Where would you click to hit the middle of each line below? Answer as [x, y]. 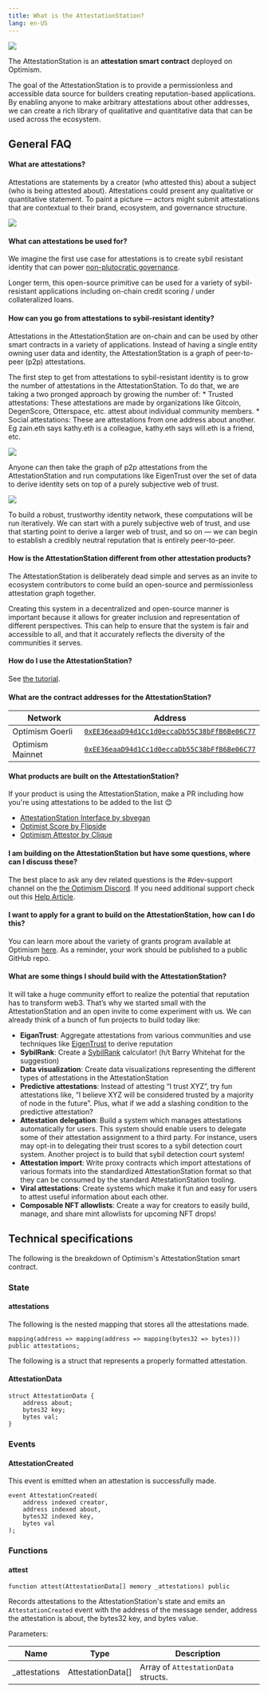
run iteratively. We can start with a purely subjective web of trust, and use [129, 523]
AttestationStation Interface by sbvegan [85, 818]
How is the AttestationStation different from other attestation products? [130, 558]
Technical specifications [71, 1239]
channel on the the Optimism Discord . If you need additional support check [132, 888]
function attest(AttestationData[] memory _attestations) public [119, 1587]
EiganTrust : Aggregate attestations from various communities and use [135, 1035]
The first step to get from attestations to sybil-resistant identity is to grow [128, 377]
